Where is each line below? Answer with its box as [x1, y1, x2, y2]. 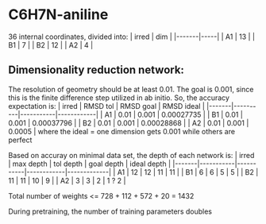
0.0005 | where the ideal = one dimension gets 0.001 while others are [8, 126, 236, 136]
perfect [8, 135, 33, 145]
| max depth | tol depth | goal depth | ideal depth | [8, 159, 172, 168]
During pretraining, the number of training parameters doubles [8, 207, 213, 216]
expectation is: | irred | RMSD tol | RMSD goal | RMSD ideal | [8, 101, 205, 110]
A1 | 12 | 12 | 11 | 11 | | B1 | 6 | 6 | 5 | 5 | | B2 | [117, 167, 259, 176]
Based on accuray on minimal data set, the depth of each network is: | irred [8, 150, 255, 160]
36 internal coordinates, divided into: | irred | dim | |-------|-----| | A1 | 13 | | [8, 32, 256, 41]
